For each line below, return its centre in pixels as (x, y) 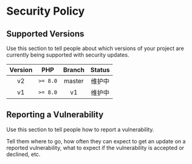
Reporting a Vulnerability (55, 115)
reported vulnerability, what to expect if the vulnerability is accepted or (95, 148)
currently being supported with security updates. (68, 55)
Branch (74, 70)
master (74, 81)
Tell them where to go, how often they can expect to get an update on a (96, 141)
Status (100, 70)
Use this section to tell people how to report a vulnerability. (80, 129)
